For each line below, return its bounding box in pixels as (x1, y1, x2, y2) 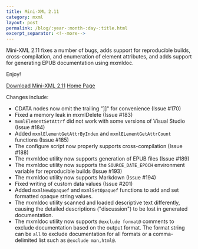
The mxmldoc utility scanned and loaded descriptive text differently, (14, 199, 180, 207)
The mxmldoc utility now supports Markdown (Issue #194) (14, 174, 156, 181)
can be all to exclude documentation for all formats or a (14, 231, 152, 238)
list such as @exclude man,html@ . (38, 237, 117, 244)
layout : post (6, 19, 38, 25)
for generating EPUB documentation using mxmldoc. (6, 60, 134, 67)
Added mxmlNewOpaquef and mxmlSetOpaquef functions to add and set (14, 186, 179, 194)
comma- (153, 231, 174, 238)
